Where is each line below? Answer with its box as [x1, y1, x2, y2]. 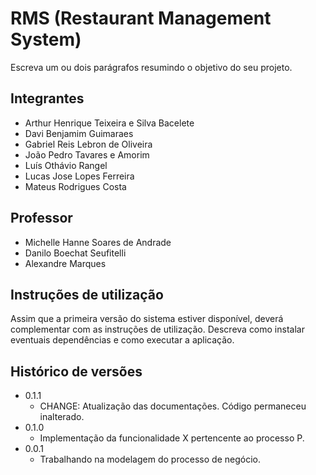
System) [10, 28, 82, 51]
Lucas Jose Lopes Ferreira [24, 170, 135, 182]
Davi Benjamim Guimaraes [24, 127, 134, 139]
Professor [10, 210, 73, 227]
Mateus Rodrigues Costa [24, 180, 127, 192]
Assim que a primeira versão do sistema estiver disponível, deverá [10, 313, 284, 325]
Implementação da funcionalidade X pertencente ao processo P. [39, 432, 305, 444]
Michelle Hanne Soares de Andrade [24, 236, 172, 248]
